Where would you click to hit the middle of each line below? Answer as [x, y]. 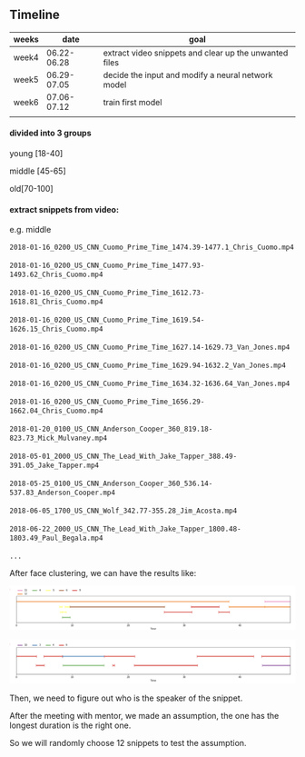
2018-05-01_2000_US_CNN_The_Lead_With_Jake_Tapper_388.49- [123, 457]
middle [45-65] [38, 171]
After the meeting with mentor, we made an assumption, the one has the [144, 715]
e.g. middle [30, 230]
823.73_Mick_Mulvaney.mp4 [58, 438]
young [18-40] [36, 154]
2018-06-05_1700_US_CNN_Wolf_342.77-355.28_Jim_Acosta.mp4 [123, 511]
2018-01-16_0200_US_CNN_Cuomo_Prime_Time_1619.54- [107, 320]
